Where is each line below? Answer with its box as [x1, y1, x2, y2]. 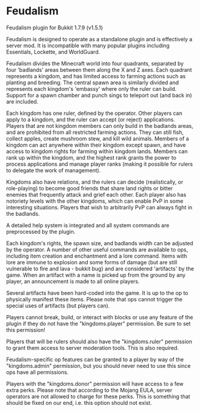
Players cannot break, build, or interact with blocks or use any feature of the [6, 313, 193, 321]
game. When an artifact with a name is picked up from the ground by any [6, 271, 186, 279]
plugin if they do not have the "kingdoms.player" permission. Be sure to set [6, 320, 191, 327]
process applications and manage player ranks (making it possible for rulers [6, 160, 193, 167]
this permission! [6, 326, 46, 333]
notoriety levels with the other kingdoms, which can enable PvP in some [6, 197, 184, 205]
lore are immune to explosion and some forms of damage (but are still [6, 258, 177, 265]
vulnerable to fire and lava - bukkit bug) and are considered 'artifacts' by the [6, 265, 194, 272]
